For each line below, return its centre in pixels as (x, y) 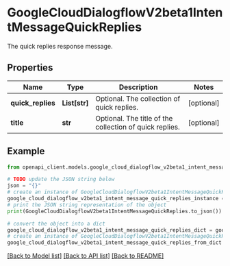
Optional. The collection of (138, 99)
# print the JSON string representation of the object (87, 205)
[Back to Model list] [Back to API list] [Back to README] (86, 256)
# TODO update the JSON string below (61, 180)
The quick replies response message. (60, 46)
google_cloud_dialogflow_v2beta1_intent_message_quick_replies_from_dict (115, 243)
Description (138, 87)
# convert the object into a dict (56, 223)
